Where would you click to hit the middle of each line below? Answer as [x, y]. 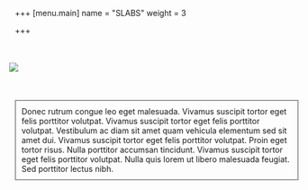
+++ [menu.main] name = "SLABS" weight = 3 [101, 13]
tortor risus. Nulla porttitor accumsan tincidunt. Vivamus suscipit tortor [152, 150]
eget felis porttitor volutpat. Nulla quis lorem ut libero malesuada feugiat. [156, 159]
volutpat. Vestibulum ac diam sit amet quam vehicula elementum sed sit [154, 131]
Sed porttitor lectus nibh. [68, 169]
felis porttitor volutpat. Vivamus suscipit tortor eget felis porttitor [141, 122]
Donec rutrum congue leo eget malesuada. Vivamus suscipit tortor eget [154, 112]
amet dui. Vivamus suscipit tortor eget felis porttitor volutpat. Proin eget [154, 140]
